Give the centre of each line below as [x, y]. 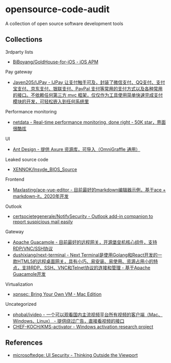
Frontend [15, 179]
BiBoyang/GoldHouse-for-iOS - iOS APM [55, 62]
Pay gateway [19, 71]
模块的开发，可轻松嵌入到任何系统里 [51, 101]
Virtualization [19, 284]
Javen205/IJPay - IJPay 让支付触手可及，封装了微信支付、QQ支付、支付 [89, 82]
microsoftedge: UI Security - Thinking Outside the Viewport [75, 355]
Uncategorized [21, 304]
